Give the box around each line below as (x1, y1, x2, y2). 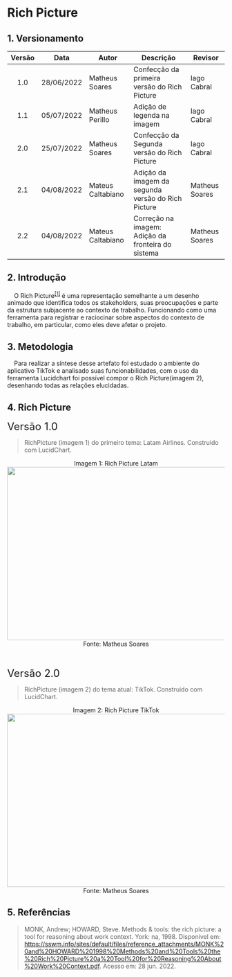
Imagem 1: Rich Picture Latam (74, 459, 158, 468)
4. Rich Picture (7, 401, 71, 413)
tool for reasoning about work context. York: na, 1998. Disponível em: (23, 932, 221, 940)
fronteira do (133, 240, 172, 249)
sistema (133, 248, 159, 258)
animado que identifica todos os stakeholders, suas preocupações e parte (7, 299, 219, 307)
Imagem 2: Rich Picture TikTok (72, 706, 159, 714)
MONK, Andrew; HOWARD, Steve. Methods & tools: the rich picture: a (23, 925, 222, 933)
